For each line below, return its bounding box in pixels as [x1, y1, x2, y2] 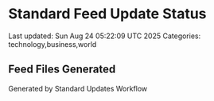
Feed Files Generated [8, 63, 116, 76]
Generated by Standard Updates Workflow [8, 84, 148, 93]
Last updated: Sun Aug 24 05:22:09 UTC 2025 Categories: [8, 31, 201, 41]
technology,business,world [8, 39, 97, 49]
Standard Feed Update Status [8, 5, 207, 23]
